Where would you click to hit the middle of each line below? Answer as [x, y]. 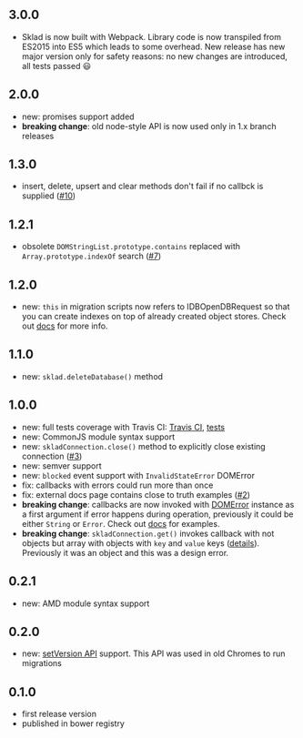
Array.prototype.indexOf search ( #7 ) [91, 256]
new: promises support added [78, 116]
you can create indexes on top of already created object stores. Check [154, 317]
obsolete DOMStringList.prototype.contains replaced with [131, 247]
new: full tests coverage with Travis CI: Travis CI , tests [123, 427]
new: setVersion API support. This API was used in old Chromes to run [153, 653]
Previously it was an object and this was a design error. [125, 552]
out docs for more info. [65, 326]
